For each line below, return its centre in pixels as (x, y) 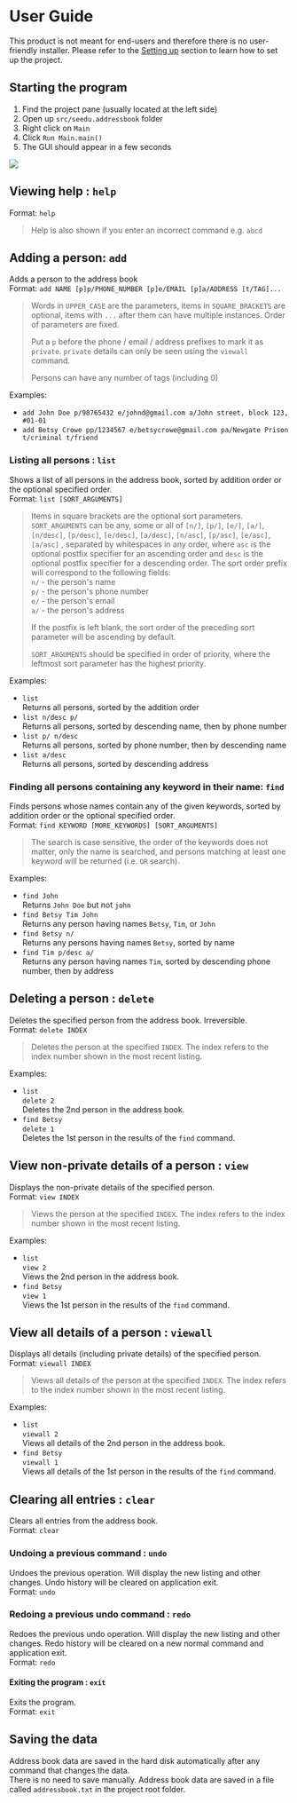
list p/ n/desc (50, 736)
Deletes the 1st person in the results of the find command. (129, 1137)
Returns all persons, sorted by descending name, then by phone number (154, 726)
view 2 (34, 1268)
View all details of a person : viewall (111, 1332)
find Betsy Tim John (60, 915)
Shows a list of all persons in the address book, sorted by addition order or (145, 479)
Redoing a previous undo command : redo (100, 1615)
